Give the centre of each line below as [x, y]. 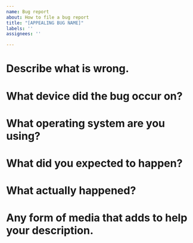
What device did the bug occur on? [94, 96]
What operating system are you [86, 123]
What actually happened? [71, 191]
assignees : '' [24, 34]
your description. [50, 231]
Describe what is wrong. [68, 69]
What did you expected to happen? [94, 163]
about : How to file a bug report [48, 17]
